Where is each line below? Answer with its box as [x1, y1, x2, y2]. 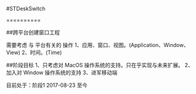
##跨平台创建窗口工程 [6, 29, 60, 36]
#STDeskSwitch [6, 5, 46, 12]
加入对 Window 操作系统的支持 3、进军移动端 [6, 69, 118, 76]
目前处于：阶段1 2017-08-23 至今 [6, 82, 88, 89]
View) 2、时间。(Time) [6, 49, 63, 56]
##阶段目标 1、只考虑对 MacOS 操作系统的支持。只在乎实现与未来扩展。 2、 [6, 62, 194, 68]
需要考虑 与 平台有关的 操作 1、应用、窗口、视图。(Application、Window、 [6, 42, 189, 48]
